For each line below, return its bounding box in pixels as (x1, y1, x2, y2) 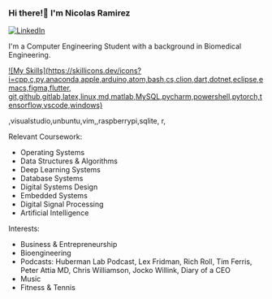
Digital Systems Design (19, 182, 98, 192)
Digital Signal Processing (19, 199, 104, 210)
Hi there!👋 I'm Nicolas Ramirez (8, 7, 131, 19)
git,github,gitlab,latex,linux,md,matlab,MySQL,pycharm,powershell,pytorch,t (8, 92, 262, 102)
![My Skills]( (8, 66, 49, 76)
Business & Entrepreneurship (19, 240, 118, 249)
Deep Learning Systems (19, 165, 101, 175)
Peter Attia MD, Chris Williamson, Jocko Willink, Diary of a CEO (19, 266, 231, 275)
